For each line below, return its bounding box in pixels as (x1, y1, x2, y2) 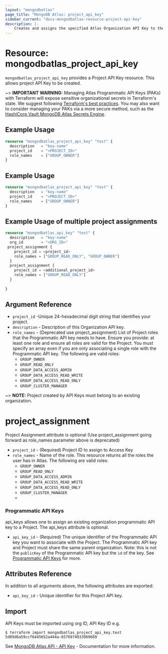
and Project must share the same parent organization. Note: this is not (12, 544, 156, 550)
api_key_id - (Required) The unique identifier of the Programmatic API (12, 534, 157, 540)
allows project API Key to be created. (5, 80, 81, 86)
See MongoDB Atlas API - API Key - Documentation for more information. (5, 643, 156, 649)
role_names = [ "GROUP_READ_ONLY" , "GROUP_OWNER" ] (14, 254, 120, 259)
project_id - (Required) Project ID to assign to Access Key (12, 447, 133, 453)
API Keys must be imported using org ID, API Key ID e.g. (5, 620, 120, 626)
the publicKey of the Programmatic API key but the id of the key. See (12, 550, 154, 556)
